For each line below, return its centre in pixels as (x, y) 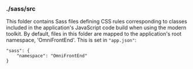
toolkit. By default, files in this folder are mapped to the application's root (94, 34)
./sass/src (21, 9)
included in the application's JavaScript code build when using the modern (96, 27)
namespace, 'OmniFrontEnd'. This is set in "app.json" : (71, 40)
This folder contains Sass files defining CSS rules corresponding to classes (96, 22)
